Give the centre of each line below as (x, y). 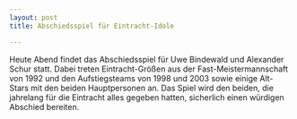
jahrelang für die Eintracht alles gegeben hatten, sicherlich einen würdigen (147, 97)
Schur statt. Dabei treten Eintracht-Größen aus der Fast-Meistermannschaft (149, 69)
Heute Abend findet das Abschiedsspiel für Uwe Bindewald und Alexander (147, 59)
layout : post (34, 17)
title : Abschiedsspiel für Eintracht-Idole (92, 26)
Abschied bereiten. (44, 106)
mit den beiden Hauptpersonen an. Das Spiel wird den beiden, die (152, 88)
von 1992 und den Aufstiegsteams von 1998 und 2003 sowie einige (134, 78)
